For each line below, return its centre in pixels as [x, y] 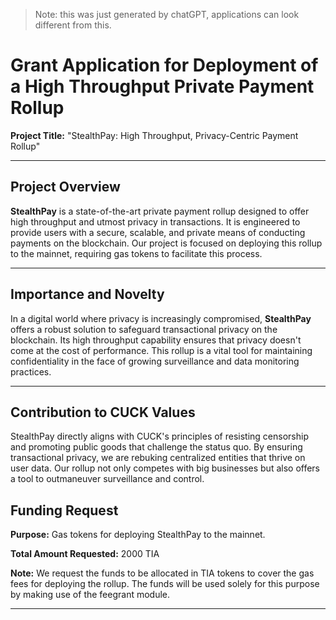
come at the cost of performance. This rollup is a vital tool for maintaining [161, 350]
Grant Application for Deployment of [164, 65]
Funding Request [64, 510]
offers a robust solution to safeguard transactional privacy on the [144, 329]
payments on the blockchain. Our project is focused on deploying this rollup [166, 243]
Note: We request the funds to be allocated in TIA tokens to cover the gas [162, 573]
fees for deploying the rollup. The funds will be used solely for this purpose [165, 584]
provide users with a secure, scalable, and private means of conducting [158, 232]
